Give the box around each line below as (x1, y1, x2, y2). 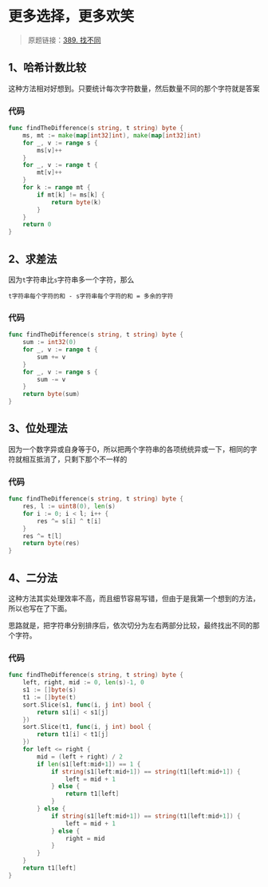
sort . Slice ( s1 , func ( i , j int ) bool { (22, 700, 152, 709)
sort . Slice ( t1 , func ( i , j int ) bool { (22, 723, 152, 731)
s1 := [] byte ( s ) (22, 686, 77, 694)
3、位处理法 (8, 422, 68, 435)
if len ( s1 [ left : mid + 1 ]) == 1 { (37, 760, 141, 768)
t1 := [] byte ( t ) (22, 693, 77, 701)
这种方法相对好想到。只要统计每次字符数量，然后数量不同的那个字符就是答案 (8, 83, 260, 93)
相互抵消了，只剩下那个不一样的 (22, 454, 128, 464)
